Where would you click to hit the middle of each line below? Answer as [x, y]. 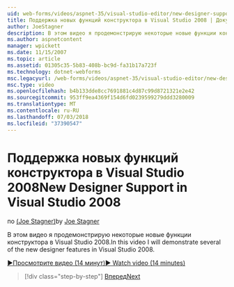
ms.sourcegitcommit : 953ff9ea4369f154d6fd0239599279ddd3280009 [101, 98]
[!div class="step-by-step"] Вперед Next [82, 277]
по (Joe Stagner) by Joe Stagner [53, 221]
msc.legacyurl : [29, 78]
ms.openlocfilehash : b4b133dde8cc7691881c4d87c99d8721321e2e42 [101, 91]
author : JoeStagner [36, 26]
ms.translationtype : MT [42, 104]
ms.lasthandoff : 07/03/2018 [48, 117]
